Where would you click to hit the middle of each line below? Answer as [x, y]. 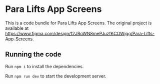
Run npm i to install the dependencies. [44, 66]
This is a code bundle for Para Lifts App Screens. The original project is [78, 23]
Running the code [33, 54]
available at [17, 28]
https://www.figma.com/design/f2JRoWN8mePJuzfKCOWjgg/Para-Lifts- [80, 33]
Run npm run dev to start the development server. [56, 76]
